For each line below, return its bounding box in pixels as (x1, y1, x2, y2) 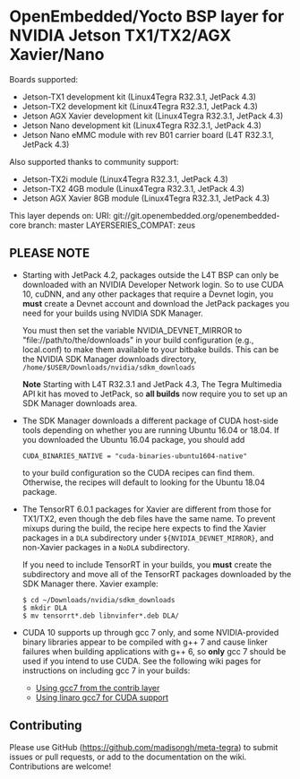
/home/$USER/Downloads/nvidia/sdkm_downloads (21, 363, 195, 372)
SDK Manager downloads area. (21, 397, 138, 409)
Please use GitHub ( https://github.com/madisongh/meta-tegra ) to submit (9, 741, 279, 752)
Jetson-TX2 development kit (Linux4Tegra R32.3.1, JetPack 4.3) (21, 100, 258, 111)
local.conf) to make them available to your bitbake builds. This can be (21, 343, 279, 355)
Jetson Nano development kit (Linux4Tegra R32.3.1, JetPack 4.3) (21, 119, 262, 131)
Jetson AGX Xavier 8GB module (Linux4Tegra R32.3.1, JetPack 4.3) (21, 193, 270, 203)
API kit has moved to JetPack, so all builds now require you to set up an (21, 388, 288, 399)
